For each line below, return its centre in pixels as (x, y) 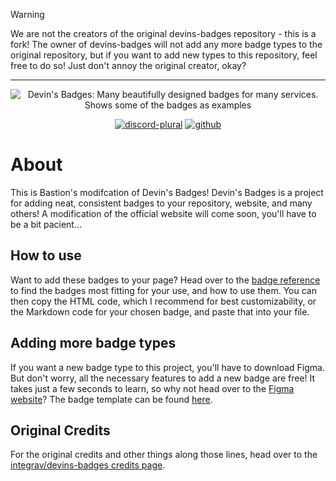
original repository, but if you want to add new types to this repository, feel (164, 55)
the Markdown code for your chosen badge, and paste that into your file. (160, 311)
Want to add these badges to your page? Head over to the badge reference (165, 280)
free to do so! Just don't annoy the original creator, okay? (128, 65)
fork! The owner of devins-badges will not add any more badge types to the (166, 44)
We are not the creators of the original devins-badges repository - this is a (163, 33)
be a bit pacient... (46, 224)
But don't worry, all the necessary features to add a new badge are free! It (163, 378)
